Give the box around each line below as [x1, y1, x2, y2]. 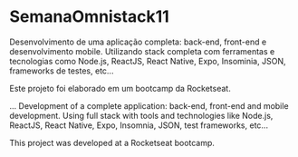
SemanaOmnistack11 [9, 6, 169, 27]
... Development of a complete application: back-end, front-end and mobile [9, 100, 289, 111]
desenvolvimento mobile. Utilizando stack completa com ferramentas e [9, 45, 275, 56]
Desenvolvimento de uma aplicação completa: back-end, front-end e [9, 36, 267, 47]
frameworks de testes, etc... [9, 65, 114, 76]
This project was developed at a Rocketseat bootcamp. [9, 137, 216, 148]
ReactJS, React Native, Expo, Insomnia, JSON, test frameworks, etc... [9, 120, 269, 131]
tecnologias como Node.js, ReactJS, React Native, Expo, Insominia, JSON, [9, 55, 286, 66]
